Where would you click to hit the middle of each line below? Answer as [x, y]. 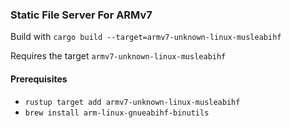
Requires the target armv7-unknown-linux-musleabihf [118, 56]
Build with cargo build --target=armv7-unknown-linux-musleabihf [146, 37]
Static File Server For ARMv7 [81, 15]
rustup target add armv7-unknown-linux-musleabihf [132, 102]
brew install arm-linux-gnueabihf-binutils [117, 113]
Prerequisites [39, 79]
